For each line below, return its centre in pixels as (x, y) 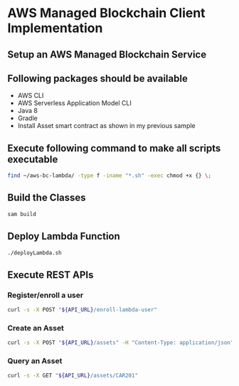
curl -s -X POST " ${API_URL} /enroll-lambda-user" (83, 310)
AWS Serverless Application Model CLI (74, 103)
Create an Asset (36, 328)
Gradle (27, 118)
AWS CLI (31, 96)
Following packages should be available (98, 79)
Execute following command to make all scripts (114, 148)
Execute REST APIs (51, 275)
